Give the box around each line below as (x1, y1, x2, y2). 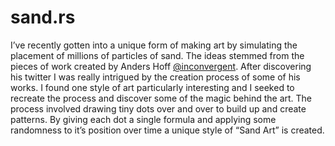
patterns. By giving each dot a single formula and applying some (10, 113, 277, 125)
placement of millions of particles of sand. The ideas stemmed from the (10, 49, 305, 61)
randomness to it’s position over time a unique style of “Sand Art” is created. (10, 124, 325, 136)
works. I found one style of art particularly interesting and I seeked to (10, 81, 295, 93)
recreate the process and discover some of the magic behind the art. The (10, 92, 313, 104)
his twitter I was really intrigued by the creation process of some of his (10, 71, 301, 83)
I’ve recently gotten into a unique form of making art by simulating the (10, 39, 298, 51)
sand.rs (10, 6, 76, 29)
